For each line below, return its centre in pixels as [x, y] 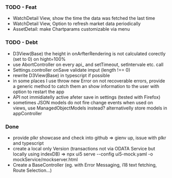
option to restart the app [39, 92]
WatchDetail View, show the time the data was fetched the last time [84, 18]
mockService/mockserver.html [45, 159]
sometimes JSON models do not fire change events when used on [83, 102]
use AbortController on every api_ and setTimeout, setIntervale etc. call [88, 64]
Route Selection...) [32, 170]
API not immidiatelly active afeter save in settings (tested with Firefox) [87, 97]
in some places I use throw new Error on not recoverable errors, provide [89, 81]
